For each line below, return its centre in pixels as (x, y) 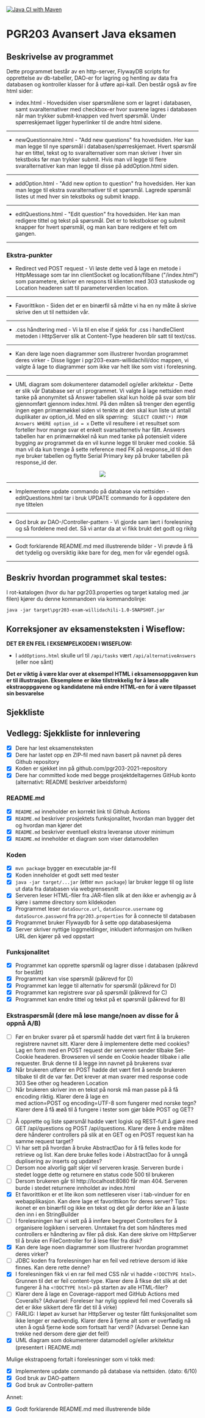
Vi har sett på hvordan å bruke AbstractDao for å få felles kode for (98, 1147)
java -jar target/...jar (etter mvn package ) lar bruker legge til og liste (104, 882)
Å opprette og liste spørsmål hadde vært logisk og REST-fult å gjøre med (106, 1121)
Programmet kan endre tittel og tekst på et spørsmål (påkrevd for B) (100, 999)
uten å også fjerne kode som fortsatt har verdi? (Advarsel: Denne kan (102, 1327)
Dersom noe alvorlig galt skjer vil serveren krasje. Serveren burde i (99, 1167)
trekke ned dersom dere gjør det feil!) (62, 1334)
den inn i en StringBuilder (47, 1214)
